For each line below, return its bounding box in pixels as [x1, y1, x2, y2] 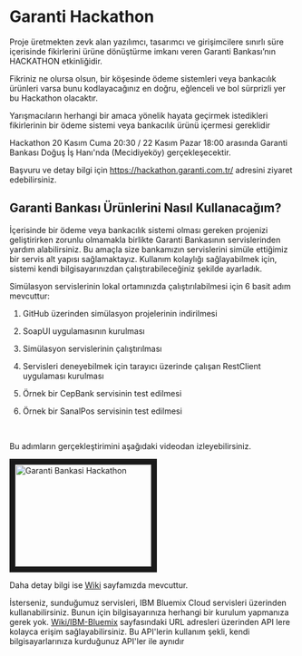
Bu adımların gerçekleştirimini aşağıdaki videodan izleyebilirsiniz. [9, 440, 252, 451]
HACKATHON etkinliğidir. [9, 55, 102, 66]
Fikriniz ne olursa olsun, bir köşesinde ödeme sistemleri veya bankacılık [9, 73, 277, 83]
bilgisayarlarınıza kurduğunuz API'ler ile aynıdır [9, 635, 185, 646]
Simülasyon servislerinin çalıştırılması [22, 343, 162, 354]
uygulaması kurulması [22, 370, 104, 381]
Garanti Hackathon [9, 6, 154, 27]
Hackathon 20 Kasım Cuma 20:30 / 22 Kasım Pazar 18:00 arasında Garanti [9, 137, 288, 148]
